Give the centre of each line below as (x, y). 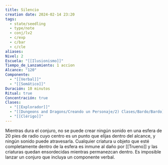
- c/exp (18, 38)
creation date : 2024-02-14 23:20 (40, 14)
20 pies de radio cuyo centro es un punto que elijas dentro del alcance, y (80, 136)
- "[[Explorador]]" (30, 107)
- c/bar (18, 42)
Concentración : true (27, 98)
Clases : (13, 103)
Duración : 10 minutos (28, 88)
